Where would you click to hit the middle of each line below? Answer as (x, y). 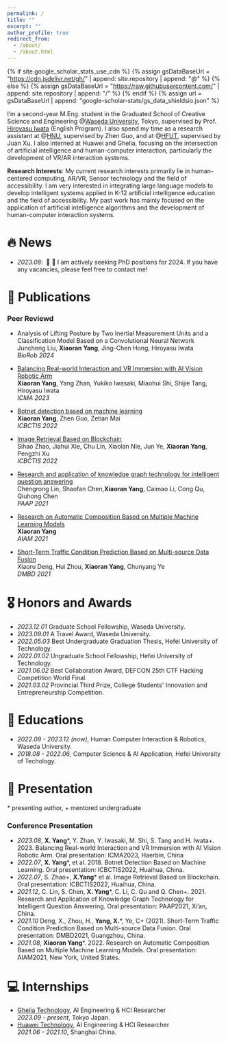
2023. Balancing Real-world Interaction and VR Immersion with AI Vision (119, 848)
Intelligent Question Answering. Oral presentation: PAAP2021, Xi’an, (112, 906)
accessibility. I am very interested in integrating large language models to (110, 186)
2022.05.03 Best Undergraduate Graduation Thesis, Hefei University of (117, 641)
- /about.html (33, 52)
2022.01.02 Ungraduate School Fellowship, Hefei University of (105, 656)
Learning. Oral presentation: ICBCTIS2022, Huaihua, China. (101, 870)
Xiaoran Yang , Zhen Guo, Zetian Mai (69, 418)
